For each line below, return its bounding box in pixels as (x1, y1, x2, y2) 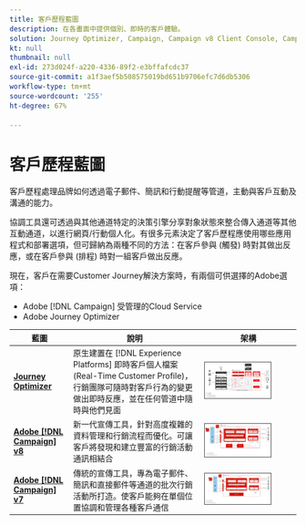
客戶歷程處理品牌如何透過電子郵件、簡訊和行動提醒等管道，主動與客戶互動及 (9, 186, 297, 197)
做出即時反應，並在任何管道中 (72, 393, 185, 405)
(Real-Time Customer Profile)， (72, 370, 193, 382)
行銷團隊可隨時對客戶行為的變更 (72, 382, 193, 393)
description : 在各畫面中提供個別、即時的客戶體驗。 (9, 24, 185, 34)
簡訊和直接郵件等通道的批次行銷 (72, 479, 193, 489)
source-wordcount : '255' (9, 91, 104, 100)
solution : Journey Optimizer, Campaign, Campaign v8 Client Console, (9, 34, 280, 43)
